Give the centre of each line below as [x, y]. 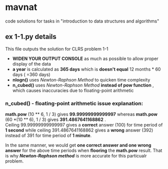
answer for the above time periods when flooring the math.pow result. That [84, 150]
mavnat [21, 7]
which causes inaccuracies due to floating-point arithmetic [73, 90]
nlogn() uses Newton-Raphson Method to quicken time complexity [81, 79]
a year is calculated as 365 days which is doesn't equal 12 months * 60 [86, 69]
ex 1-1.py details [31, 37]
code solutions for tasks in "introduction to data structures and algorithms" [82, 21]
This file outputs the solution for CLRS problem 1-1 [57, 48]
